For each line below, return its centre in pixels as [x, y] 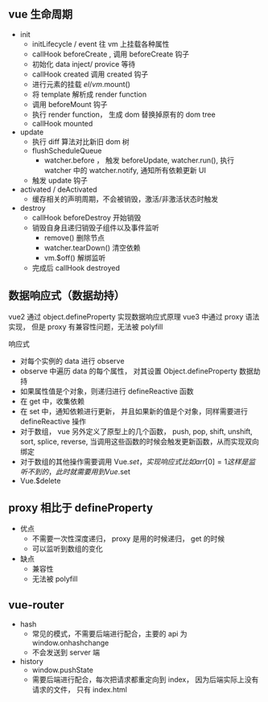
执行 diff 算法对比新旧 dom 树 [81, 141]
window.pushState [63, 670]
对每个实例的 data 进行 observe [72, 361]
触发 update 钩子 [60, 180]
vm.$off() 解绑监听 [75, 258]
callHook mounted [62, 123]
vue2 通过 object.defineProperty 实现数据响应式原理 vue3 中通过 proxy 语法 [134, 316]
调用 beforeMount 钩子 [70, 104]
